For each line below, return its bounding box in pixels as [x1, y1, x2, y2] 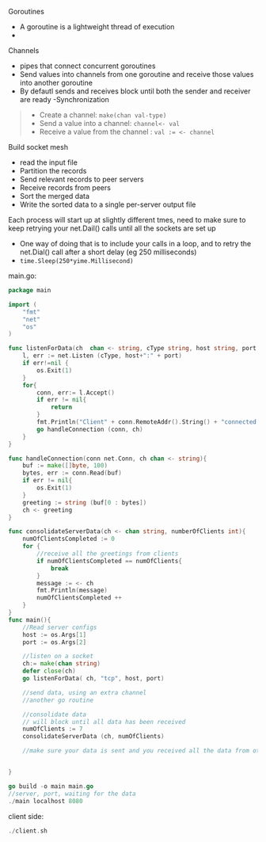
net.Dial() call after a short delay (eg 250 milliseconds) [19, 247, 197, 257]
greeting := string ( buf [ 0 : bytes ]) [22, 498, 147, 506]
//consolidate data [22, 711, 87, 718]
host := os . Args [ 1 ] [22, 631, 87, 638]
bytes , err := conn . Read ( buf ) [22, 469, 123, 478]
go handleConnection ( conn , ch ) [36, 425, 144, 433]
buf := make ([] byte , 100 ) [22, 462, 108, 470]
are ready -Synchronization [19, 95, 109, 104]
